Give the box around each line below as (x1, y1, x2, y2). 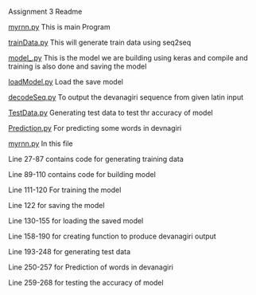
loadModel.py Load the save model (8, 77, 123, 86)
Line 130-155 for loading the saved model (8, 216, 144, 226)
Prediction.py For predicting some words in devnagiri (8, 124, 182, 132)
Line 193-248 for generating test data (8, 247, 131, 256)
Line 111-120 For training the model (8, 185, 122, 195)
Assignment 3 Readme (8, 7, 83, 16)
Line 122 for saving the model (8, 201, 105, 210)
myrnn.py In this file (8, 139, 73, 148)
